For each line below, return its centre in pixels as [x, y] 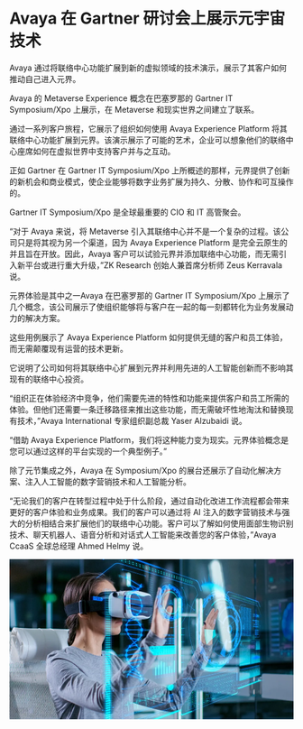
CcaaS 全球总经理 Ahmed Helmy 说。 [79, 546]
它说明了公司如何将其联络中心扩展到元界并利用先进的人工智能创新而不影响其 [151, 367]
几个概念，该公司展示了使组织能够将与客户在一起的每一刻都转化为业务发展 [147, 307]
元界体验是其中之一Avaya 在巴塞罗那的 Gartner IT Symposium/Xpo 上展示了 [150, 295]
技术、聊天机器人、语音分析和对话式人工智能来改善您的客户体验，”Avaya [143, 534]
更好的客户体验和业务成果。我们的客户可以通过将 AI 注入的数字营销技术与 [146, 512]
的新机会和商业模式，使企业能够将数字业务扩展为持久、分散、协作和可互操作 [151, 181]
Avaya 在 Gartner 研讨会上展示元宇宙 [147, 18]
